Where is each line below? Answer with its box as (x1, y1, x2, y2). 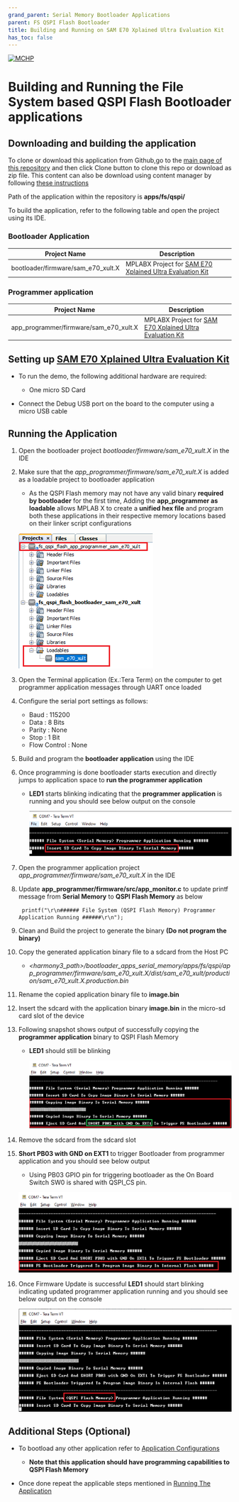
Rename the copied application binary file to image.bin (18, 990, 179, 998)
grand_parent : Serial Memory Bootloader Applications (8, 11, 171, 18)
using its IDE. (8, 213, 47, 223)
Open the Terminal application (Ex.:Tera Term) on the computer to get (18, 675, 222, 684)
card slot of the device (18, 1011, 84, 1020)
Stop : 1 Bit (28, 733, 60, 741)
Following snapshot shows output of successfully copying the (18, 1025, 199, 1033)
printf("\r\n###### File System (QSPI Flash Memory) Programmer (21, 906, 216, 914)
